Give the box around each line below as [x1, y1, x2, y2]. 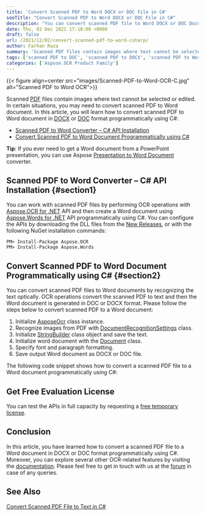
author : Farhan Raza [6, 43, 59, 49]
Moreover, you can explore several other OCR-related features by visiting [6, 456, 190, 463]
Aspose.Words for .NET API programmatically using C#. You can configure [6, 214, 194, 222]
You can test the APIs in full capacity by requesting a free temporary [6, 402, 178, 410]
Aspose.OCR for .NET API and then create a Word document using [6, 208, 173, 215]
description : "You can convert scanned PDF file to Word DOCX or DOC [6, 20, 187, 26]
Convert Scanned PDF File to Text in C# [6, 503, 106, 510]
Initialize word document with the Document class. [15, 337, 142, 345]
